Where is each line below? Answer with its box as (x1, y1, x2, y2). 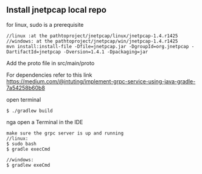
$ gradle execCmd (6, 146, 50, 152)
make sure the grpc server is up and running (6, 130, 124, 136)
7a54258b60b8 (6, 84, 46, 91)
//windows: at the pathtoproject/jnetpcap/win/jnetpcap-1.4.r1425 (6, 38, 178, 44)
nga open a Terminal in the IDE (6, 118, 83, 125)
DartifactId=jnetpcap (6, 49, 61, 55)
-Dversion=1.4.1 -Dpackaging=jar (63, 49, 148, 55)
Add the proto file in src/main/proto (6, 59, 95, 66)
